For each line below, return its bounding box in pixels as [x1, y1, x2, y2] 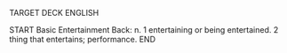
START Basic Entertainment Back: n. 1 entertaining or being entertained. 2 [9, 25, 279, 34]
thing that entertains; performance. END [9, 34, 156, 44]
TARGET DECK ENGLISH [9, 8, 100, 18]
